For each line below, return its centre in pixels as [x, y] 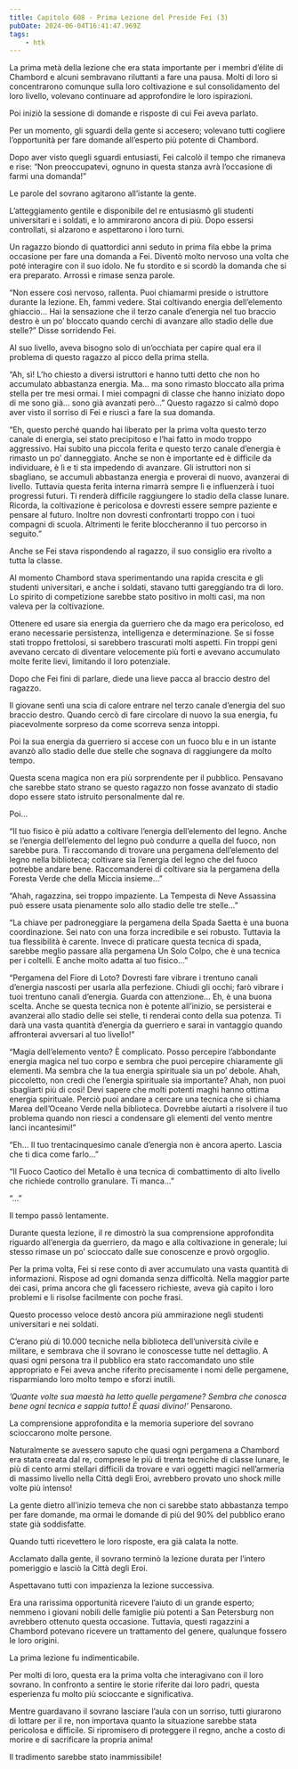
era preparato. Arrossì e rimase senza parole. [92, 275]
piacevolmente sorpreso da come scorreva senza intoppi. [115, 725]
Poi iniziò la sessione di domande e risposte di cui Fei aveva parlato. [134, 113]
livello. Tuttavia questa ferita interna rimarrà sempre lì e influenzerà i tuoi [142, 487]
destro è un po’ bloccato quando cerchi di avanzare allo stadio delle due [141, 321]
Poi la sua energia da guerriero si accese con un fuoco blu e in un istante [143, 741]
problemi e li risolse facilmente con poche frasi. [96, 1298]
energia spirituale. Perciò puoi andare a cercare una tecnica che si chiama [145, 1099]
